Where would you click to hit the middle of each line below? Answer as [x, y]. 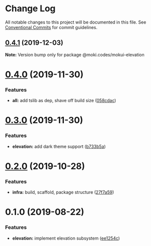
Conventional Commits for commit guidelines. [51, 27]
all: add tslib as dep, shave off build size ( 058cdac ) [64, 101]
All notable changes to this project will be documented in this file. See [76, 22]
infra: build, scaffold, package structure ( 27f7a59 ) [63, 192]
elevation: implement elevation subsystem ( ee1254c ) [66, 238]
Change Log [30, 9]
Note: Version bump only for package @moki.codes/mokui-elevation [75, 55]
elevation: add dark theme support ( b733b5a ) [59, 146]
